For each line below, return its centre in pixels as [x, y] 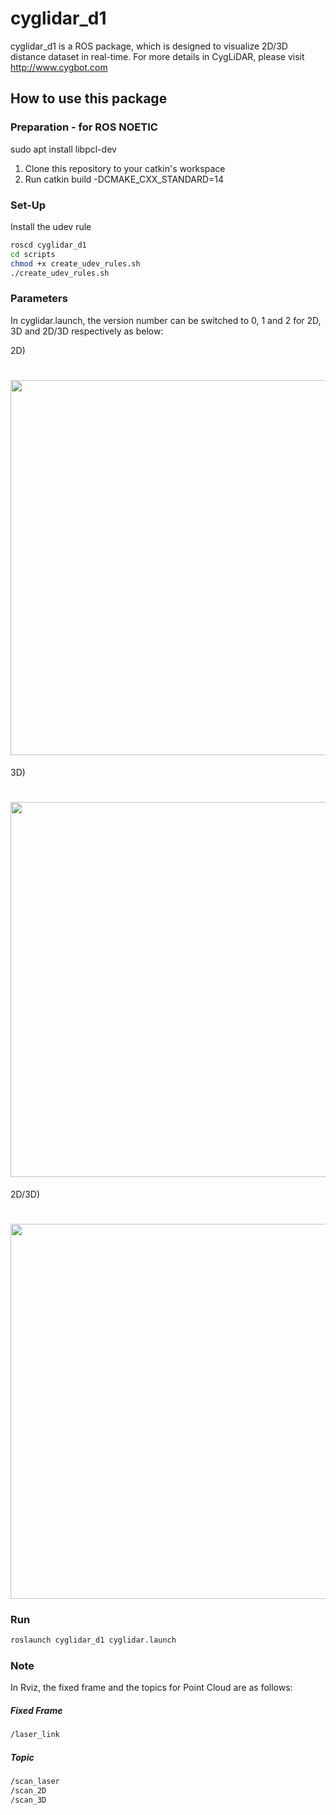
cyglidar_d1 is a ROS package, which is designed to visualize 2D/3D [149, 46]
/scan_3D [28, 1800]
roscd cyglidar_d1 [48, 245]
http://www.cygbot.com [59, 67]
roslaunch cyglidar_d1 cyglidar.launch [93, 1640]
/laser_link [35, 1735]
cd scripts [33, 254]
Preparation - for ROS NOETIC [84, 127]
